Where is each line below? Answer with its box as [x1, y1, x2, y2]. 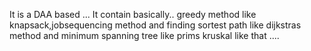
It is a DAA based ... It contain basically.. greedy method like [9, 9, 257, 20]
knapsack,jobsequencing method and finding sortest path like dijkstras [9, 19, 302, 31]
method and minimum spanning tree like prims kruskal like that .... [9, 30, 280, 41]
